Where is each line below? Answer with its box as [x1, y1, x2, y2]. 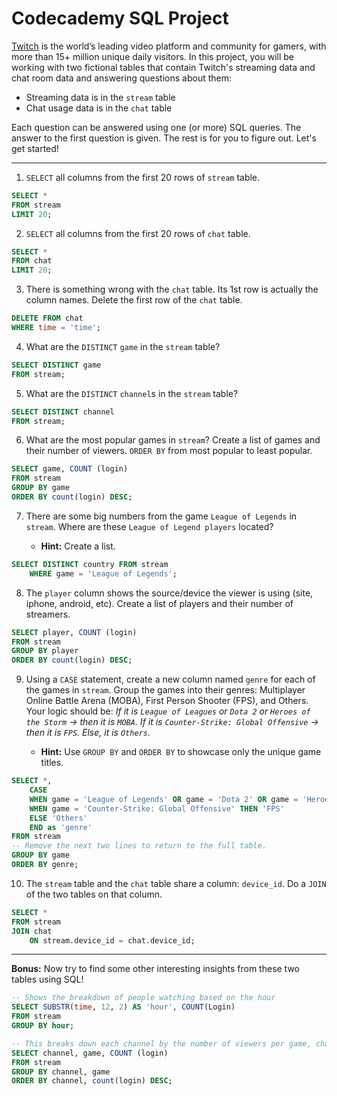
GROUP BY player [11, 646, 79, 656]
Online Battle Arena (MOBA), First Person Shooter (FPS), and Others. [25, 695, 309, 707]
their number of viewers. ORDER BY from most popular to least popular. [25, 445, 313, 457]
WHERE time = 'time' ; [11, 323, 102, 333]
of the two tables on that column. [25, 888, 163, 900]
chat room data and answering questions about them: [11, 72, 232, 84]
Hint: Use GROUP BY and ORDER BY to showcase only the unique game [40, 746, 322, 758]
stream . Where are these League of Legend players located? [25, 520, 274, 532]
